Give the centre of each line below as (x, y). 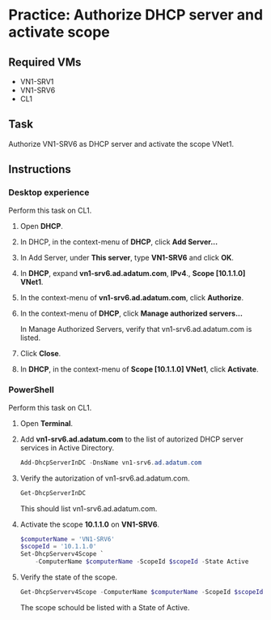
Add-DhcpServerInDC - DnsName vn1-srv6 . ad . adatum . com (111, 463)
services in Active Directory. (67, 447)
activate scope (59, 32)
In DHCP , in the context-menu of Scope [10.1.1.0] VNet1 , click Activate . (139, 369)
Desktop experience (49, 192)
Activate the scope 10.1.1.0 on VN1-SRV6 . (90, 524)
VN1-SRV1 (37, 82)
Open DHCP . (41, 226)
